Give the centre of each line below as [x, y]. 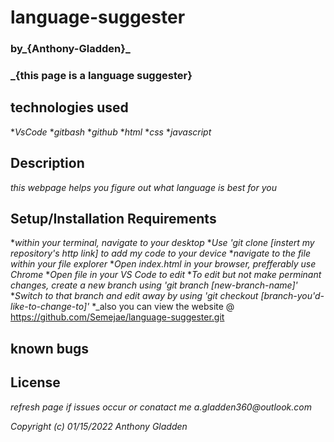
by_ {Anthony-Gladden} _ [70, 49]
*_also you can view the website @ [163, 307]
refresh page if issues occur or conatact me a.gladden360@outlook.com [161, 407]
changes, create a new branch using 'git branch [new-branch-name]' [154, 285]
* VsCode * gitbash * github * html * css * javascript [111, 132]
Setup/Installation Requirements [113, 219]
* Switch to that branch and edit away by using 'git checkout [134, 296]
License [35, 382]
